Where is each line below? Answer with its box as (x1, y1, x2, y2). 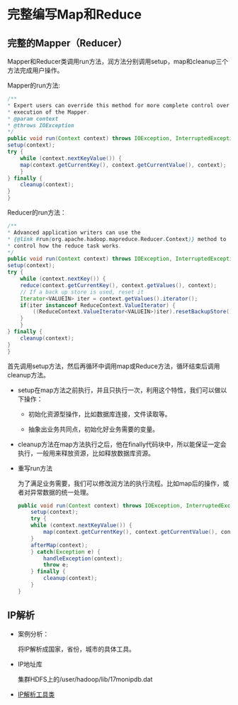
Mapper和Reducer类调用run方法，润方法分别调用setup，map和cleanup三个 (7, 58, 229, 65)
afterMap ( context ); (30, 542, 89, 549)
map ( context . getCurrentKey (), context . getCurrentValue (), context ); (20, 161, 227, 168)
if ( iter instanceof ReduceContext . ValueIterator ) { (20, 301, 176, 309)
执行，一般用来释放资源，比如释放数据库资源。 (17, 448, 154, 457)
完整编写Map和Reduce (7, 6, 142, 23)
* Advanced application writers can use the (7, 229, 141, 236)
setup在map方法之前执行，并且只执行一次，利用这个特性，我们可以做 (17, 385, 221, 394)
